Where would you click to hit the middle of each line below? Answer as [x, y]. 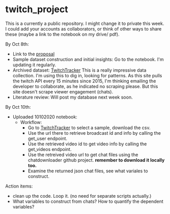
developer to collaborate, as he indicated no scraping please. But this [85, 86]
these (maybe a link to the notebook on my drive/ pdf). [62, 34]
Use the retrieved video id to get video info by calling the [87, 144]
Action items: [19, 186]
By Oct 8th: [17, 44]
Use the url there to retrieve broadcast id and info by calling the [94, 133]
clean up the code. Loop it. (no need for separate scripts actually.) [82, 196]
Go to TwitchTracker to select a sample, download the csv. [89, 128]
